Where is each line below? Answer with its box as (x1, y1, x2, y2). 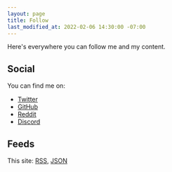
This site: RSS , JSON (7, 157, 68, 165)
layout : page (7, 10, 46, 18)
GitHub (17, 102, 39, 111)
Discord (17, 117, 41, 126)
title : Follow (7, 17, 49, 24)
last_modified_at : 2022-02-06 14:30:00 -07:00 (7, 23, 146, 30)
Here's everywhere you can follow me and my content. (7, 43, 166, 51)
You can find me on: (7, 81, 65, 90)
